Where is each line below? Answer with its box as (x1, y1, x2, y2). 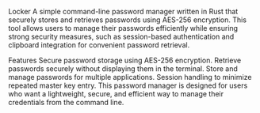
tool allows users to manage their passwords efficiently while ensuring (8, 24, 239, 32)
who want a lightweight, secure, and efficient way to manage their (8, 89, 224, 98)
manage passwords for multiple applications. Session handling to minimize (8, 73, 252, 81)
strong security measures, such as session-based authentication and (8, 32, 235, 41)
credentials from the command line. (8, 98, 124, 107)
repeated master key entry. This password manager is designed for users (8, 81, 248, 90)
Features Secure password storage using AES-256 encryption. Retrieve (8, 55, 242, 65)
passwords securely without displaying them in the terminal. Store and (8, 64, 238, 73)
